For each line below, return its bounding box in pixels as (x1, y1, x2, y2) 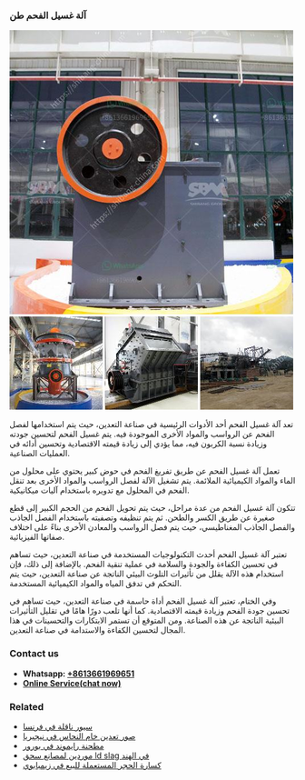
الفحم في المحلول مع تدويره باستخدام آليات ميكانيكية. (9, 485, 190, 495)
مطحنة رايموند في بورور (22, 740, 104, 751)
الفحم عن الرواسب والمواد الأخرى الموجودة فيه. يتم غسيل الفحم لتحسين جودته (9, 428, 275, 440)
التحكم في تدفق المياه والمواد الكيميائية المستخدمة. (9, 578, 182, 589)
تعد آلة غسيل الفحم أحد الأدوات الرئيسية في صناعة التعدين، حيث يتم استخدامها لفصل (9, 419, 293, 430)
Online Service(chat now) (22, 677, 122, 688)
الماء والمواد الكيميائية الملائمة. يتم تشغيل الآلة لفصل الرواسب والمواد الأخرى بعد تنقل (9, 475, 296, 486)
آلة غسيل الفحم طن (9, 9, 87, 22)
